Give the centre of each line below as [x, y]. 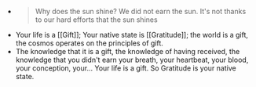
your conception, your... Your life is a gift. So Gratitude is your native [126, 68]
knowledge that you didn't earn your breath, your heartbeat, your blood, [132, 60]
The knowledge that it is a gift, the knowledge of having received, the [128, 51]
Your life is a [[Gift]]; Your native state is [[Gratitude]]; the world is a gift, [132, 35]
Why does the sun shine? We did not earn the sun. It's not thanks [141, 11]
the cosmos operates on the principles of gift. [89, 43]
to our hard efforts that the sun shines [97, 20]
